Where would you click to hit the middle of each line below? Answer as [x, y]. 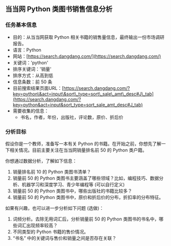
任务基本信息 [21, 25]
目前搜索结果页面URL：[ [38, 88]
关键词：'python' [30, 62]
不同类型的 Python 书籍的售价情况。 [51, 232]
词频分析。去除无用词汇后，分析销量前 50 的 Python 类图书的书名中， [86, 219]
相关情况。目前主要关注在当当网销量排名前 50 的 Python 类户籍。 [78, 150]
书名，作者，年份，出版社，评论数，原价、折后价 [72, 117]
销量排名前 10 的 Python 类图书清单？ [52, 171]
